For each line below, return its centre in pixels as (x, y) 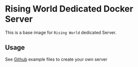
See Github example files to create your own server (56, 59)
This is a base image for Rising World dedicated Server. (61, 32)
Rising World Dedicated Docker (69, 9)
